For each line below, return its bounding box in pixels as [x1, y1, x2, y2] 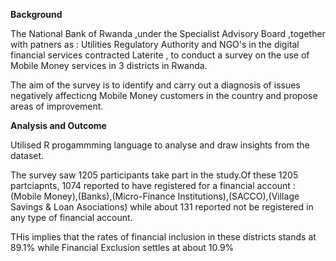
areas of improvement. [10, 100, 104, 112]
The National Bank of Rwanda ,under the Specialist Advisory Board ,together [10, 28, 326, 39]
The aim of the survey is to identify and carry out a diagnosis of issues [10, 79, 301, 91]
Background [10, 9, 63, 20]
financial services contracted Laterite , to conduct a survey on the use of [10, 49, 310, 61]
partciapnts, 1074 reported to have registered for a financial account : [10, 180, 296, 191]
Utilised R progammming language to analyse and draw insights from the [10, 139, 310, 151]
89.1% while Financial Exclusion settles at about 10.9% [10, 242, 235, 253]
